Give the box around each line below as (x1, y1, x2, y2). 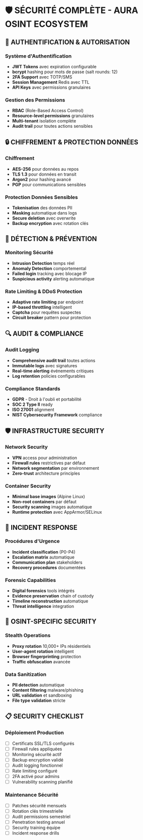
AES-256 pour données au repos (12, 166, 79, 172)
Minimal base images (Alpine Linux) (12, 494, 85, 500)
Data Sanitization (5, 671, 47, 678)
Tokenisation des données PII (12, 205, 73, 211)
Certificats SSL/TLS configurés (12, 740, 74, 746)
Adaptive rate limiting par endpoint (12, 299, 84, 305)
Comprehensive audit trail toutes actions (12, 358, 96, 363)
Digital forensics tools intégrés (12, 588, 75, 594)
